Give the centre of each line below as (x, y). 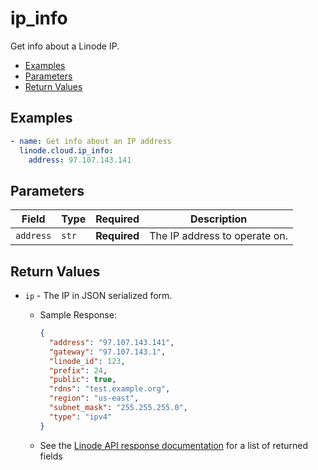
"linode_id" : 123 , (87, 361)
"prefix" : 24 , (78, 370)
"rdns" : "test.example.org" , (109, 389)
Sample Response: (78, 315)
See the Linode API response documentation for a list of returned (174, 445)
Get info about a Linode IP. (65, 46)
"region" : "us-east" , (94, 398)
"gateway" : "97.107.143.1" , (107, 352)
